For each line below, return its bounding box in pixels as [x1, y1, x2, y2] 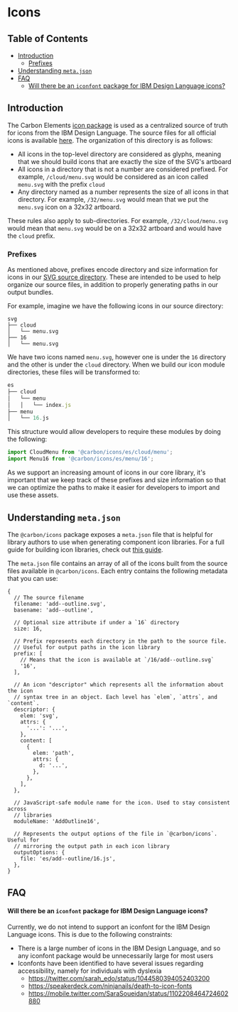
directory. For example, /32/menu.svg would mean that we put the [17, 195, 209, 203]
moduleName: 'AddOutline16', [13, 817, 100, 825]
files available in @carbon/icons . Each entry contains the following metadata [7, 566, 228, 575]
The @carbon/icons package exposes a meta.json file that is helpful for [7, 530, 213, 538]
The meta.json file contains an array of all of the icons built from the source [7, 559, 228, 567]
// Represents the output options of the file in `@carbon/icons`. [13, 830, 218, 837]
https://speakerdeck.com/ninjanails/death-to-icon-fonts [28, 981, 193, 990]
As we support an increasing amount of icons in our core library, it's [7, 468, 206, 477]
